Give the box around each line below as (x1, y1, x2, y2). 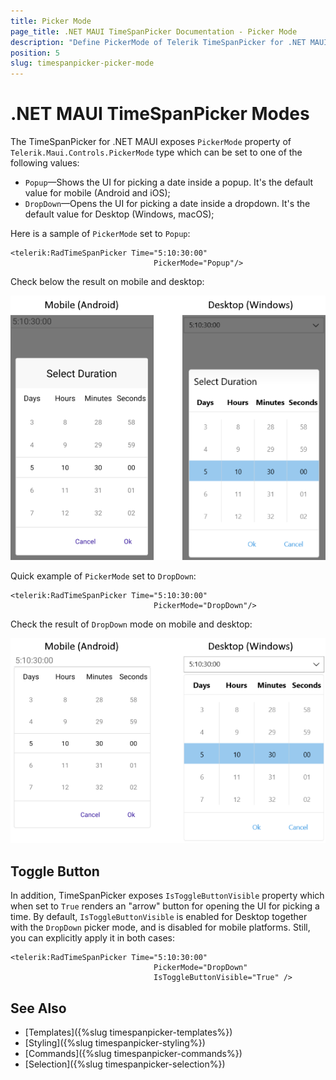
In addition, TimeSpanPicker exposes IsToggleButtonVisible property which (10, 890, 325, 902)
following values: (10, 157, 80, 169)
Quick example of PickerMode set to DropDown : (10, 570, 197, 582)
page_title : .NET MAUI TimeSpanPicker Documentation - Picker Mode (10, 26, 298, 37)
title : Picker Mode (10, 16, 92, 26)
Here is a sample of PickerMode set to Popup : (10, 228, 191, 240)
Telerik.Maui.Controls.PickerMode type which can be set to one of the (10, 146, 303, 159)
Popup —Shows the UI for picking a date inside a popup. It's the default (24, 176, 314, 189)
